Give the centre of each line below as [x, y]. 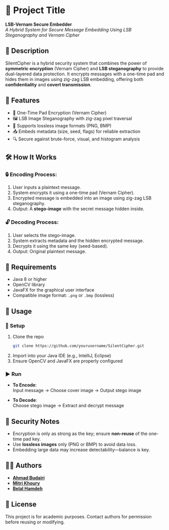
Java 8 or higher [30, 279]
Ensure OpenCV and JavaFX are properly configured [68, 361]
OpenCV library [29, 284]
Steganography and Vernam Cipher [43, 35]
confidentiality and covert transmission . [49, 84]
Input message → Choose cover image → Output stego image [77, 391]
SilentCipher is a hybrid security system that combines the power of [76, 63]
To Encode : [25, 385]
